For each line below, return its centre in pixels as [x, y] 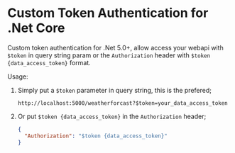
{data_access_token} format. [49, 62]
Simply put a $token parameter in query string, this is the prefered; [114, 90]
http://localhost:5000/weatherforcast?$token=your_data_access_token [123, 103]
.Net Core [36, 28]
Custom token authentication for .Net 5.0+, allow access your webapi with [115, 47]
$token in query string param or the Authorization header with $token [109, 55]
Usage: [18, 76]
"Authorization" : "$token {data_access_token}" [96, 136]
